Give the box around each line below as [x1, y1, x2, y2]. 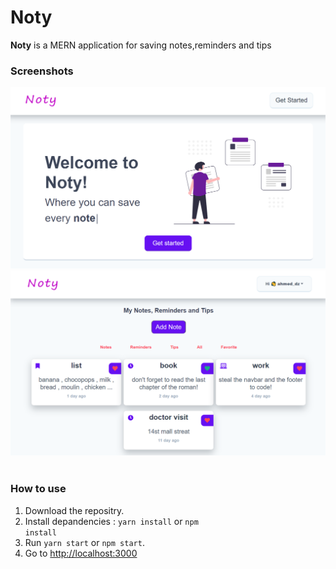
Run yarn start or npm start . [24, 536, 145, 548]
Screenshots [10, 64, 74, 78]
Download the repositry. [24, 504, 125, 516]
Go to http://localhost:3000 [24, 547, 138, 559]
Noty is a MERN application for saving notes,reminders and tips [10, 39, 272, 51]
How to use [10, 482, 67, 496]
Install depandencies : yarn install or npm [24, 515, 199, 527]
